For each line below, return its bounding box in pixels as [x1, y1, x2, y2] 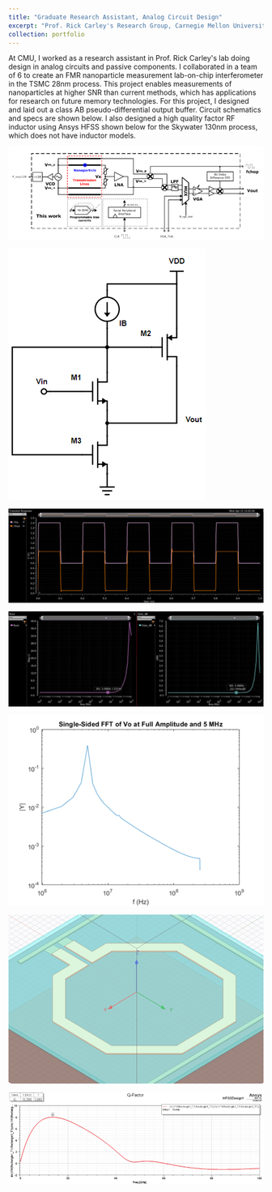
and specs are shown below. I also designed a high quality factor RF [8, 113, 236, 123]
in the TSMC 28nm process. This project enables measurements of [8, 79, 232, 89]
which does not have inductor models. [8, 130, 136, 141]
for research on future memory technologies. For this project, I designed [8, 96, 249, 106]
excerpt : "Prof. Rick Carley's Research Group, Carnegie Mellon [8, 21, 230, 30]
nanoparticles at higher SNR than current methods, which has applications [8, 87, 257, 97]
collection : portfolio [8, 30, 85, 38]
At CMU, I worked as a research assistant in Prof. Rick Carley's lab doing [8, 53, 250, 63]
